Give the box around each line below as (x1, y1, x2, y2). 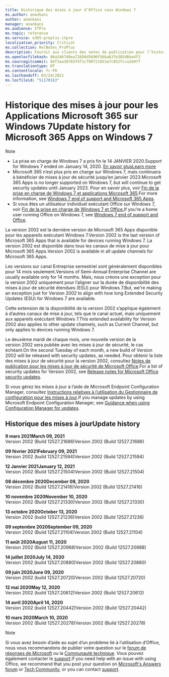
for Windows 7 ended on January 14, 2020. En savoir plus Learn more (12, 163, 156, 169)
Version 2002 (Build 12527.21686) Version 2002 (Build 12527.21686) (5, 438, 144, 444)
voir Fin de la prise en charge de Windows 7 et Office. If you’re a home (12, 206, 158, 212)
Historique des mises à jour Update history (5, 419, 140, 428)
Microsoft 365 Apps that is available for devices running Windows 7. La (5, 237, 152, 243)
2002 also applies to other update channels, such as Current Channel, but (5, 321, 158, 327)
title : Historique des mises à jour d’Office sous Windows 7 (5, 7, 136, 13)
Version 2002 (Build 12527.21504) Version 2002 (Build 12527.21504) (5, 468, 145, 474)
